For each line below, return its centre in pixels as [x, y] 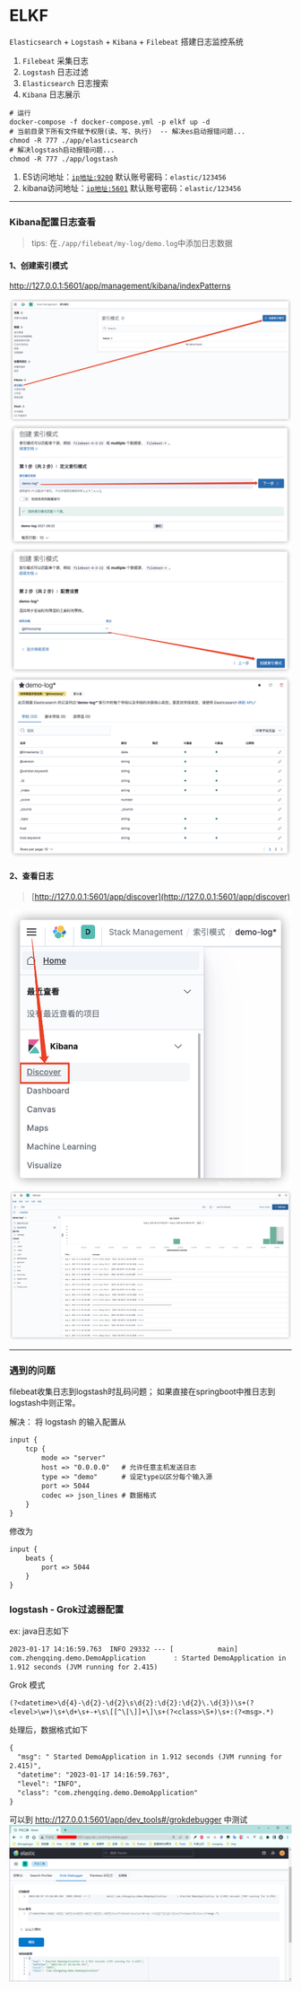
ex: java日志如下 [39, 1631]
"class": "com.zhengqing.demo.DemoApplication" [108, 1793]
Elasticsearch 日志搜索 [65, 83]
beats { [39, 1558]
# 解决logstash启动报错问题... [62, 150]
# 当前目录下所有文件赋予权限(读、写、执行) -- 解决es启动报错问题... [128, 131]
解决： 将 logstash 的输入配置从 [68, 1422]
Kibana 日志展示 [51, 94]
